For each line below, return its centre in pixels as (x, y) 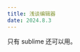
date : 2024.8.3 (29, 20)
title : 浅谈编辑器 (32, 14)
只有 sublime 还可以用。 (42, 41)
